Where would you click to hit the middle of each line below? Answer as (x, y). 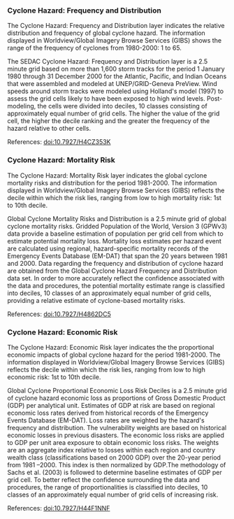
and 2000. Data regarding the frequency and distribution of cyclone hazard (115, 263)
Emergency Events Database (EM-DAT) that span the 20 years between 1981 (117, 256)
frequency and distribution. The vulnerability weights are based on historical (117, 427)
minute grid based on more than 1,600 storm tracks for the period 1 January (116, 69)
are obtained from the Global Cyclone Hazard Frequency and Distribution (112, 271)
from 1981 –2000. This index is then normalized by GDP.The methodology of (117, 464)
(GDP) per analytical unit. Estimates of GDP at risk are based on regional (111, 405)
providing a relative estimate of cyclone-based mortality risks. (96, 300)
